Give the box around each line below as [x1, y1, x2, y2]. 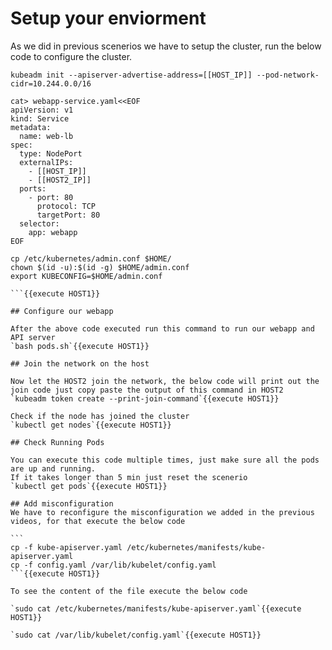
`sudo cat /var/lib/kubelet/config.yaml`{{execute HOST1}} [10, 630, 262, 640]
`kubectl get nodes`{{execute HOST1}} [10, 420, 172, 430]
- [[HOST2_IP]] [28, 175, 92, 185]
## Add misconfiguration [10, 498, 114, 509]
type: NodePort [19, 148, 83, 159]
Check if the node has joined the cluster [10, 411, 190, 421]
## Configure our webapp [10, 306, 114, 316]
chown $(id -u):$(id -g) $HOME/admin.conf [10, 262, 190, 272]
